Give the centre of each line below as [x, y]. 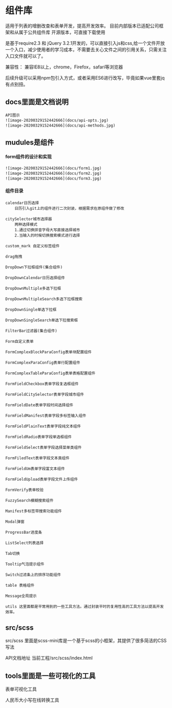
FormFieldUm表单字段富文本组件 [35, 468]
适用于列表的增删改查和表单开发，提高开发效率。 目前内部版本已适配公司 [82, 26]
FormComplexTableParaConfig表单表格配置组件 [50, 373]
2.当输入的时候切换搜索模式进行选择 [47, 235]
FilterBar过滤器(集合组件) [31, 331]
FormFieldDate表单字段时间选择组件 [39, 405]
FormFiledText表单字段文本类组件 [38, 458]
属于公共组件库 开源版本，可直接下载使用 [62, 32]
